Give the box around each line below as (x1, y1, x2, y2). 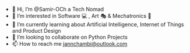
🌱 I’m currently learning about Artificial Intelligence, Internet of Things (11, 21, 185, 28)
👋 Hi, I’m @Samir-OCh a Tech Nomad (11, 6, 104, 13)
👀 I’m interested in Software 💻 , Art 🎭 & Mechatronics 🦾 (11, 13, 152, 19)
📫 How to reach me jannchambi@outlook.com (11, 40, 128, 47)
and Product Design (11, 27, 62, 34)
